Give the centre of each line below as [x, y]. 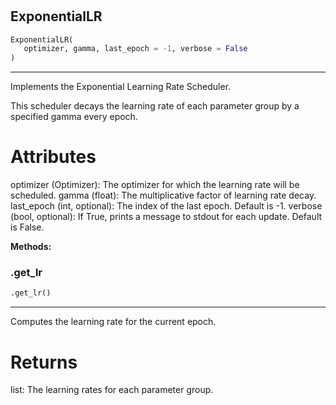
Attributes [53, 157]
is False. [27, 227]
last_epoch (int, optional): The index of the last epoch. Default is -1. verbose [166, 206]
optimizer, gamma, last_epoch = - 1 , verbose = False [135, 49]
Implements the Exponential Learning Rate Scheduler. [121, 87]
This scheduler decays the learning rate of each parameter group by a [155, 106]
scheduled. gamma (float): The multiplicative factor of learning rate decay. [163, 195]
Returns [44, 362]
